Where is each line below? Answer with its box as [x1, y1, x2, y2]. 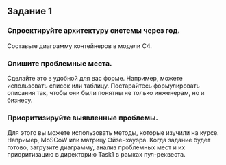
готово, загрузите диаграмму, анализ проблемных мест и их [7, 143, 186, 151]
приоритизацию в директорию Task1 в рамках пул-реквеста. [7, 151, 186, 159]
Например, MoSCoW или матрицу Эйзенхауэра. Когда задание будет [7, 136, 211, 144]
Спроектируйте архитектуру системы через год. [7, 26, 180, 36]
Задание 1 [7, 5, 53, 17]
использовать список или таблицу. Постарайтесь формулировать [7, 81, 200, 90]
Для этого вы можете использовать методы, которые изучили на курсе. [7, 129, 219, 137]
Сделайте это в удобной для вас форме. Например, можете [7, 74, 183, 82]
